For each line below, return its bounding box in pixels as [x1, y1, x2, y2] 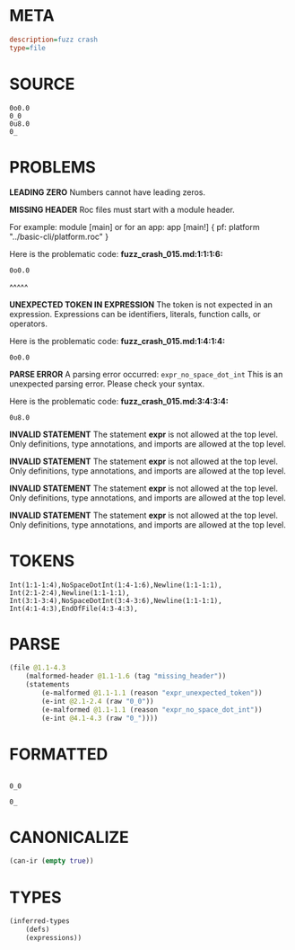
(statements [25, 680, 70, 689]
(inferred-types [9, 917, 70, 926]
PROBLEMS [9, 156, 96, 177]
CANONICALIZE [9, 827, 130, 848]
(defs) [25, 925, 50, 935]
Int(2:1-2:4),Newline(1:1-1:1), [9, 588, 130, 598]
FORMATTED [9, 743, 108, 764]
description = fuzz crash [9, 35, 99, 44]
